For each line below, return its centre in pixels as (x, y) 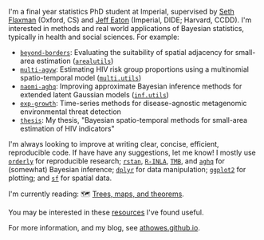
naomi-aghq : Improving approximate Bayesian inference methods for (131, 86)
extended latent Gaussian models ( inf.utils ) (94, 94)
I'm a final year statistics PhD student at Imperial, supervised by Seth (122, 12)
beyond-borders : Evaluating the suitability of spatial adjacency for (126, 52)
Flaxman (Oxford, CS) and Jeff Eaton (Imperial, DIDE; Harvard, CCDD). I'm (130, 20)
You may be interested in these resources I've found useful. (106, 212)
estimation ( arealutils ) (75, 61)
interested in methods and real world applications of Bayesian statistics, (126, 28)
